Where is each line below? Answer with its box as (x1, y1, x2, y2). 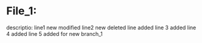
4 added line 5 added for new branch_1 (6, 30, 103, 37)
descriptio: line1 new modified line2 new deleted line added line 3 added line (6, 24, 197, 31)
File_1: (6, 4, 37, 18)
